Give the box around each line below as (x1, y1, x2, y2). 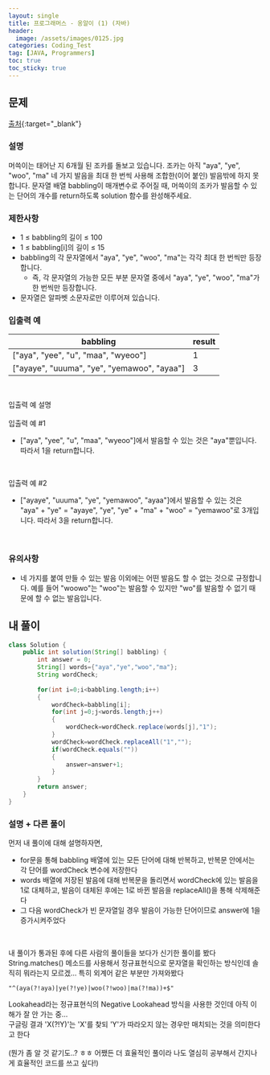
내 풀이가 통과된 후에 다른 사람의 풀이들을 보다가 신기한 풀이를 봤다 (8, 948, 216, 958)
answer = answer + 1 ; (65, 761, 125, 769)
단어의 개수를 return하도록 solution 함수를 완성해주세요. (16, 191, 192, 200)
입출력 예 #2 (8, 478, 47, 488)
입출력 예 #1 (8, 419, 46, 429)
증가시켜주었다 (19, 916, 66, 925)
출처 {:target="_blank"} (8, 118, 82, 129)
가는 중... (39, 1010, 68, 1020)
